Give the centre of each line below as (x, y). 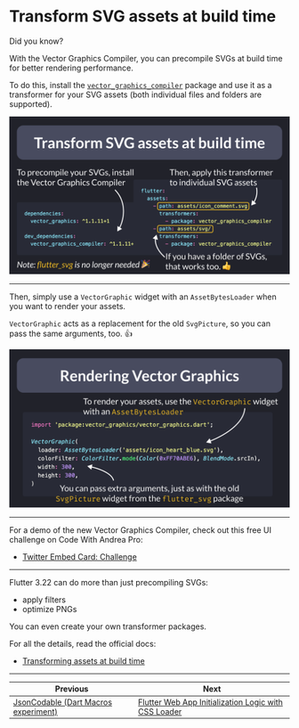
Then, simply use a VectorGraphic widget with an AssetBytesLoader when (143, 297)
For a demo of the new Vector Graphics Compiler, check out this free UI (141, 530)
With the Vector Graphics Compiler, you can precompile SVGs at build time (146, 58)
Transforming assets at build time (83, 660)
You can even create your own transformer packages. (108, 626)
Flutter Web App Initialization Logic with (210, 702)
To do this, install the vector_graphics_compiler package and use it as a (141, 85)
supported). (31, 103)
